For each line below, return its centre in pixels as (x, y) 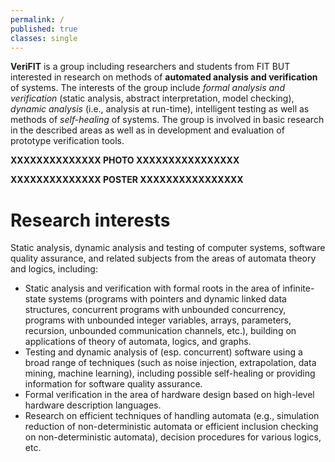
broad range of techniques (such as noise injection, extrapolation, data (170, 363)
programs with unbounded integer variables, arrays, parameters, (158, 320)
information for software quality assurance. (113, 384)
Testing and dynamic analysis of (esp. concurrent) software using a (163, 352)
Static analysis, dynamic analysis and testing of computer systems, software (168, 248)
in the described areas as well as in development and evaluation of (147, 130)
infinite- (298, 288)
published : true (44, 29)
